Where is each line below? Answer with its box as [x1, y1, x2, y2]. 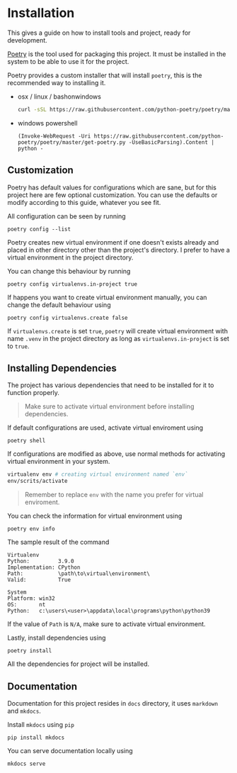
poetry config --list [7, 226, 71, 233]
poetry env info [7, 525, 55, 533]
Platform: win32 [7, 595, 55, 602]
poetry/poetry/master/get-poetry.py [17, 138, 126, 146]
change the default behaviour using [7, 300, 111, 309]
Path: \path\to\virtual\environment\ [7, 570, 151, 577]
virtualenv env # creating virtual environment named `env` [7, 471, 189, 478]
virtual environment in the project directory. [7, 253, 134, 262]
